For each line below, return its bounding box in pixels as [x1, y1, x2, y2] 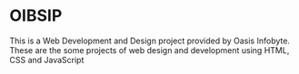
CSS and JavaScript [9, 54, 85, 65]
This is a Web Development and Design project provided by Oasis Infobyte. [9, 35, 291, 46]
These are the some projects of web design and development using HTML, [9, 44, 290, 55]
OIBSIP [9, 5, 63, 26]
